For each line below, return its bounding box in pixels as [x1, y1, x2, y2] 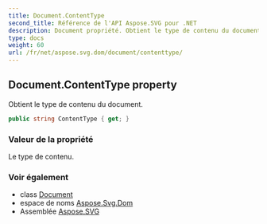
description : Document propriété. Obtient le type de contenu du [8, 26, 229, 34]
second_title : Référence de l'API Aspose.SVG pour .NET [8, 19, 197, 27]
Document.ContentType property [8, 78, 177, 92]
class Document [19, 190, 73, 199]
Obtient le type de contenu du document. [8, 99, 143, 108]
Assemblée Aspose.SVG [19, 206, 100, 216]
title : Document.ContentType [8, 11, 105, 20]
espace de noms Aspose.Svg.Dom [19, 198, 133, 208]
